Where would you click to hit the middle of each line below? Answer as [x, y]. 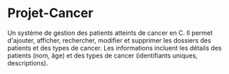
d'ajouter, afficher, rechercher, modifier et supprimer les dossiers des [110, 40]
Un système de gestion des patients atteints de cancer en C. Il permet [110, 33]
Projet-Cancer [51, 13]
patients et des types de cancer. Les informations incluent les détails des [115, 48]
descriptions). [28, 63]
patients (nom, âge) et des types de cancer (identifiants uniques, [103, 55]
